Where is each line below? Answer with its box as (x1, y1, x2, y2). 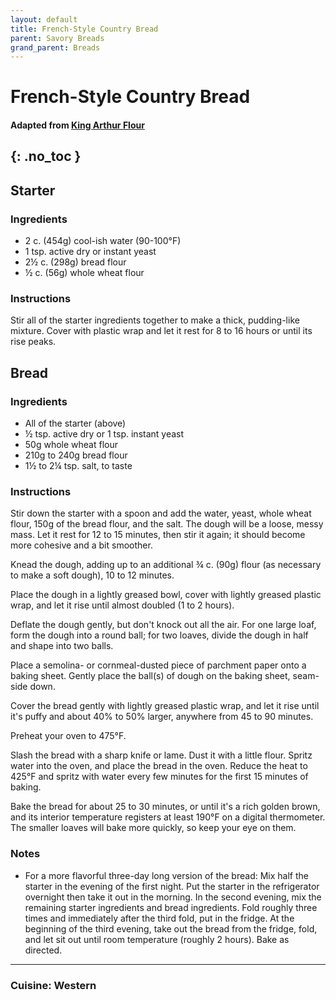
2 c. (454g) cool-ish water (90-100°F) (24, 235, 182, 247)
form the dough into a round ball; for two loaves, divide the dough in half (10, 629, 309, 641)
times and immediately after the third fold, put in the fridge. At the (24, 912, 295, 924)
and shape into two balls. (10, 640, 114, 652)
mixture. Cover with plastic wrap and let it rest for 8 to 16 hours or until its (10, 325, 313, 337)
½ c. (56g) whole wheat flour (24, 267, 145, 279)
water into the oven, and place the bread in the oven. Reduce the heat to (10, 760, 308, 772)
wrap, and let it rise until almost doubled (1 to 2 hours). (10, 599, 235, 611)
